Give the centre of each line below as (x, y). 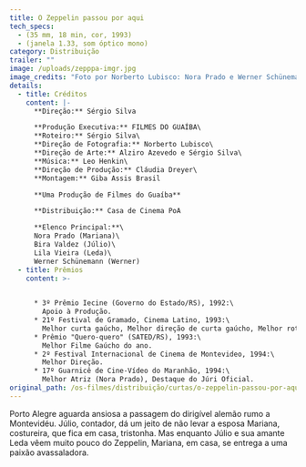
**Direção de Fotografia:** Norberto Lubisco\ (123, 145)
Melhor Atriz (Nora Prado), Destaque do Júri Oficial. (148, 380)
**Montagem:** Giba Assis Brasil (97, 178)
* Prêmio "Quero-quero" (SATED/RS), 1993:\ (117, 337)
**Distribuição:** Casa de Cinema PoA (107, 211)
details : (26, 86)
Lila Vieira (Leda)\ (72, 253)
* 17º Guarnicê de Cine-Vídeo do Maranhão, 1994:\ (132, 371)
